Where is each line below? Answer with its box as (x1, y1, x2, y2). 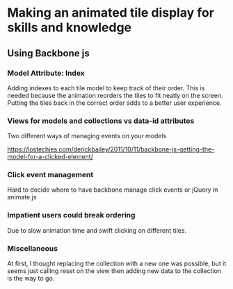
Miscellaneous (7, 243, 58, 253)
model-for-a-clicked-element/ (7, 153, 94, 161)
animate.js (7, 193, 37, 201)
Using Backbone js (7, 47, 90, 59)
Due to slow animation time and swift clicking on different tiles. (7, 226, 186, 234)
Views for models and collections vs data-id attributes (7, 116, 195, 126)
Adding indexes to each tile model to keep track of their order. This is (7, 83, 205, 92)
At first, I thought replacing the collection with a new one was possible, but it (7, 259, 227, 268)
